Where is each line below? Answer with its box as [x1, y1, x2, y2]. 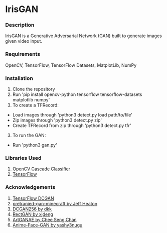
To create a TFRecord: [12, 102, 59, 108]
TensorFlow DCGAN [12, 195, 54, 201]
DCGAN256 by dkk [12, 206, 52, 212]
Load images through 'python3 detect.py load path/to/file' [12, 112, 133, 118]
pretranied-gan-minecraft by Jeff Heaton [12, 200, 98, 206]
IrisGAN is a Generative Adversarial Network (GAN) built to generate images [5, 33, 162, 39]
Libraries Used [5, 155, 42, 161]
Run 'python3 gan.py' [12, 142, 58, 148]
